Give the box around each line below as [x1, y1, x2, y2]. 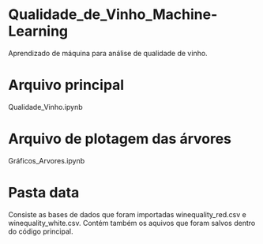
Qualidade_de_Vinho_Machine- [8, 6, 218, 24]
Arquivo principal [8, 77, 125, 94]
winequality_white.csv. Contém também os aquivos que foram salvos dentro [8, 218, 256, 227]
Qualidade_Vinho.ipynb [8, 102, 83, 111]
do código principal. [8, 227, 73, 236]
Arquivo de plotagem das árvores [8, 130, 231, 148]
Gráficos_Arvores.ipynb [8, 156, 85, 165]
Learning [8, 22, 69, 40]
